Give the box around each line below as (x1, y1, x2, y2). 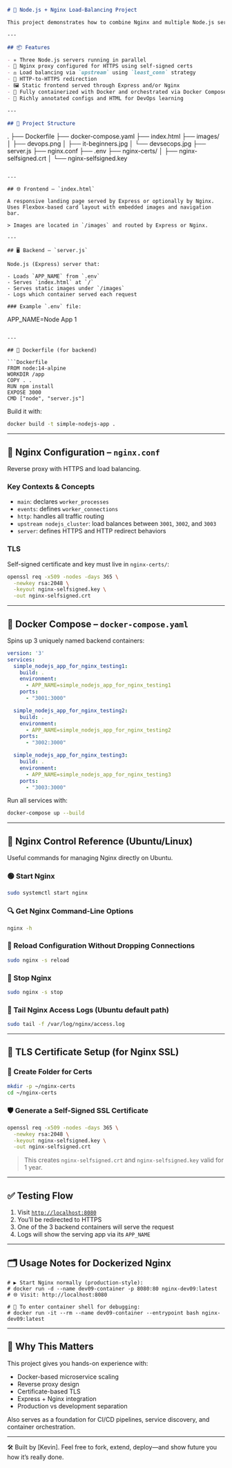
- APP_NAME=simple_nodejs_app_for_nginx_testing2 (25, 726, 171, 734)
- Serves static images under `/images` (7, 285, 126, 292)
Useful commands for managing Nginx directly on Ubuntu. (7, 854, 173, 862)
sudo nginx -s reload (7, 957, 70, 964)
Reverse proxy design (17, 1380, 79, 1388)
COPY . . (7, 377, 32, 384)
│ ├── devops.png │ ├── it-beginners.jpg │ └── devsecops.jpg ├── (7, 140, 206, 148)
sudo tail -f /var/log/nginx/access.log (7, 1021, 126, 1028)
